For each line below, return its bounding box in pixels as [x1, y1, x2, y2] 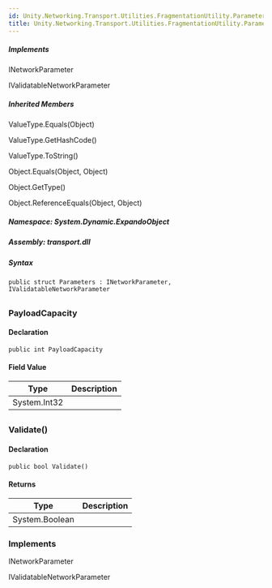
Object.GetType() [8, 182, 66, 192]
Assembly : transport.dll [8, 237, 91, 247]
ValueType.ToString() [8, 151, 79, 161]
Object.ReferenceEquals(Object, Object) [8, 198, 142, 208]
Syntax [8, 257, 34, 268]
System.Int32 [12, 397, 64, 408]
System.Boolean [12, 513, 74, 525]
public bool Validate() [8, 462, 89, 470]
